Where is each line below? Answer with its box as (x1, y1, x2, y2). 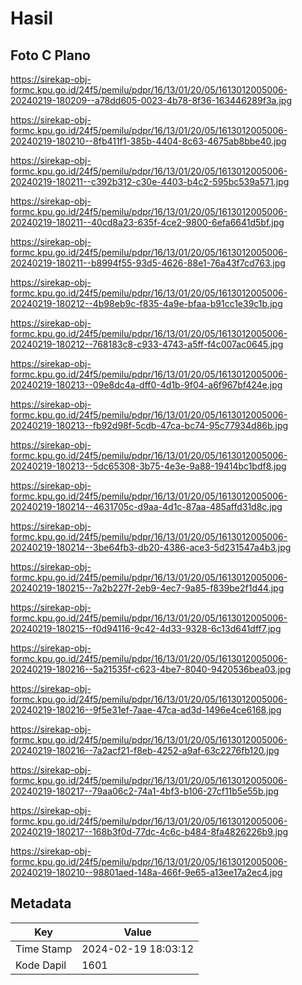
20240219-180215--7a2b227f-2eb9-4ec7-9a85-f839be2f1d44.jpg (10, 582, 285, 594)
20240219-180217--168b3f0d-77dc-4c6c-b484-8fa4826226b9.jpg (10, 826, 289, 837)
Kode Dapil (15, 958, 67, 972)
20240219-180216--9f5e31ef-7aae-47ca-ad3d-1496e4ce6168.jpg (10, 704, 282, 716)
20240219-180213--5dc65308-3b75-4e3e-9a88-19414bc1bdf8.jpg (10, 460, 287, 472)
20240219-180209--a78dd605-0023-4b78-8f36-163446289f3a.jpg (10, 95, 292, 106)
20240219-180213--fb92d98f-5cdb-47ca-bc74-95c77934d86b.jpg (10, 420, 289, 431)
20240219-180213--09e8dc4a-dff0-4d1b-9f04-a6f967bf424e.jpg (10, 379, 283, 391)
